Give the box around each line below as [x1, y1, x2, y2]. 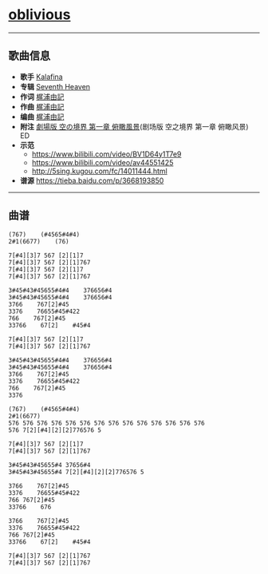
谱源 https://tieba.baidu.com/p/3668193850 [19, 176, 164, 185]
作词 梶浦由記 [19, 92, 65, 101]
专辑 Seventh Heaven [19, 81, 90, 91]
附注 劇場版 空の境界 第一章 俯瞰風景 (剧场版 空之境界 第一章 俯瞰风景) [19, 121, 249, 131]
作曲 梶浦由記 [19, 101, 65, 111]
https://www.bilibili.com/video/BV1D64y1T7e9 [31, 149, 182, 159]
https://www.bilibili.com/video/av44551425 [31, 157, 174, 167]
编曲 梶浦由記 [19, 112, 65, 121]
